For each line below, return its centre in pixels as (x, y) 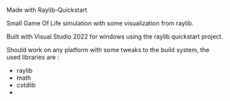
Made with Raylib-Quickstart (47, 10)
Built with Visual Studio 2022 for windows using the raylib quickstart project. (115, 36)
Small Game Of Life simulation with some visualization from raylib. (100, 23)
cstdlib (26, 85)
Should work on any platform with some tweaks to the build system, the (108, 50)
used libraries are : (33, 57)
